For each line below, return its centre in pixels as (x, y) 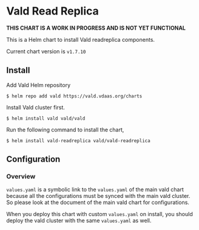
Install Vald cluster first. (36, 107)
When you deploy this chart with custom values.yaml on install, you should (99, 214)
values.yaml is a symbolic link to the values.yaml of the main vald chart (95, 189)
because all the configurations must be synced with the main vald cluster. (98, 196)
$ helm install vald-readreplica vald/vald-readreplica (78, 140)
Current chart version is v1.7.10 (46, 51)
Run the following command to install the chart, (65, 130)
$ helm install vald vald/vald (46, 118)
